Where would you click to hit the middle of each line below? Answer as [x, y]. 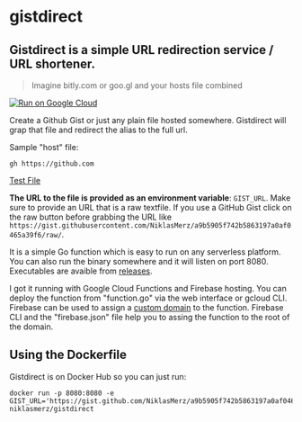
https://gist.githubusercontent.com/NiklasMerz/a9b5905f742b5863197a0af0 [151, 226]
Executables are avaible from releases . [81, 271]
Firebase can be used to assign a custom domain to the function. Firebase [147, 307]
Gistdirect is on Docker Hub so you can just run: [98, 376]
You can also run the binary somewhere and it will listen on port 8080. [139, 261]
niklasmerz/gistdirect [52, 409]
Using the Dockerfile [68, 355]
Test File [25, 180]
